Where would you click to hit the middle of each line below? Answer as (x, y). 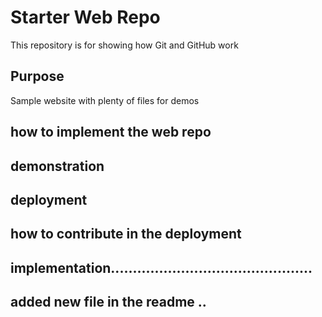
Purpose (37, 76)
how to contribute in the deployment (126, 234)
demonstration (57, 166)
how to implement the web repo (111, 132)
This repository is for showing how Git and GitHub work (124, 45)
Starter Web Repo (85, 17)
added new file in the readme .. (108, 302)
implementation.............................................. (161, 267)
